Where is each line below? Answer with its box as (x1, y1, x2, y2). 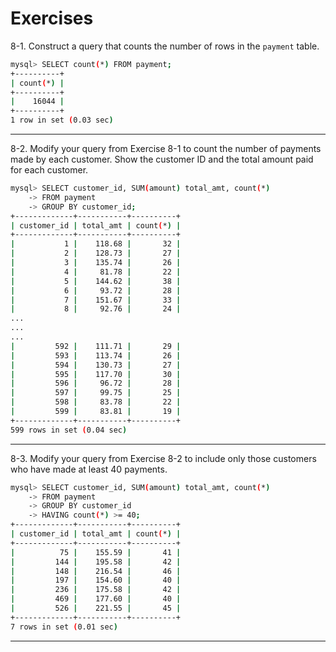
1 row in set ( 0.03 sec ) (10, 115, 114, 126)
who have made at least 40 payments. (10, 463, 168, 475)
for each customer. (10, 164, 89, 176)
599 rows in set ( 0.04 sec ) (10, 425, 128, 435)
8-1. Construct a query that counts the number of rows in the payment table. (10, 40, 320, 52)
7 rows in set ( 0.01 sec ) (10, 622, 118, 632)
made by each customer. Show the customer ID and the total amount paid (10, 153, 314, 166)
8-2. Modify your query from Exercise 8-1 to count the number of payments (10, 143, 322, 155)
